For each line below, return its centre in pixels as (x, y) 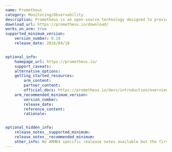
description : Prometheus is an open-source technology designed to (79, 19)
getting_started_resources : (44, 76)
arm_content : (38, 81)
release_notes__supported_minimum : (52, 132)
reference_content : (45, 109)
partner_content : (42, 85)
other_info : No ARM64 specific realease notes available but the (86, 142)
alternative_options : (37, 71)
